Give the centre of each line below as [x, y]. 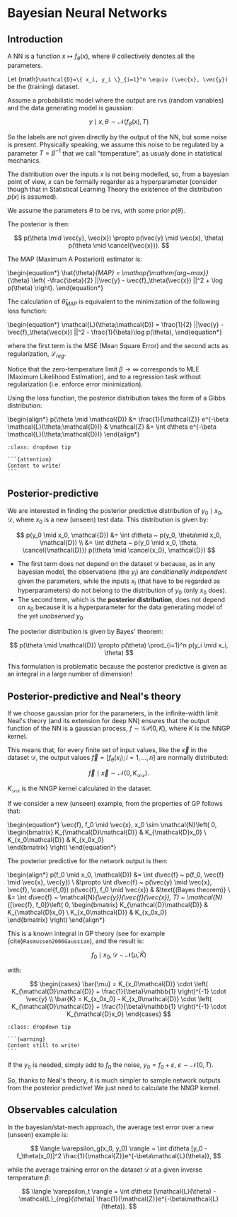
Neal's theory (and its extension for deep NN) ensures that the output [109, 721]
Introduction [35, 39]
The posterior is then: [39, 224]
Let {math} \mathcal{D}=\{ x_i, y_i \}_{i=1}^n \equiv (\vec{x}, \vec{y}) [118, 79]
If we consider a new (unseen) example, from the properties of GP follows [115, 804]
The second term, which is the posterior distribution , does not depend [121, 599]
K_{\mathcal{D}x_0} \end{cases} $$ [118, 1014]
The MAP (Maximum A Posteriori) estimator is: [75, 259]
